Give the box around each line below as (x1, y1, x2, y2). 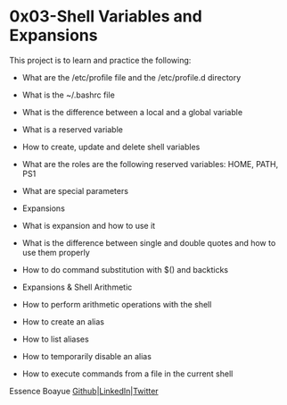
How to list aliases (21, 333, 89, 344)
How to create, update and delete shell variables (21, 141, 201, 152)
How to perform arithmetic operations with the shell (21, 299, 212, 309)
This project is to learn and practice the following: (9, 55, 192, 65)
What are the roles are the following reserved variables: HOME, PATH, (21, 158, 279, 169)
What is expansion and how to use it (21, 220, 156, 231)
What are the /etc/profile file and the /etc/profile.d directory (21, 72, 242, 82)
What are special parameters (21, 185, 129, 196)
